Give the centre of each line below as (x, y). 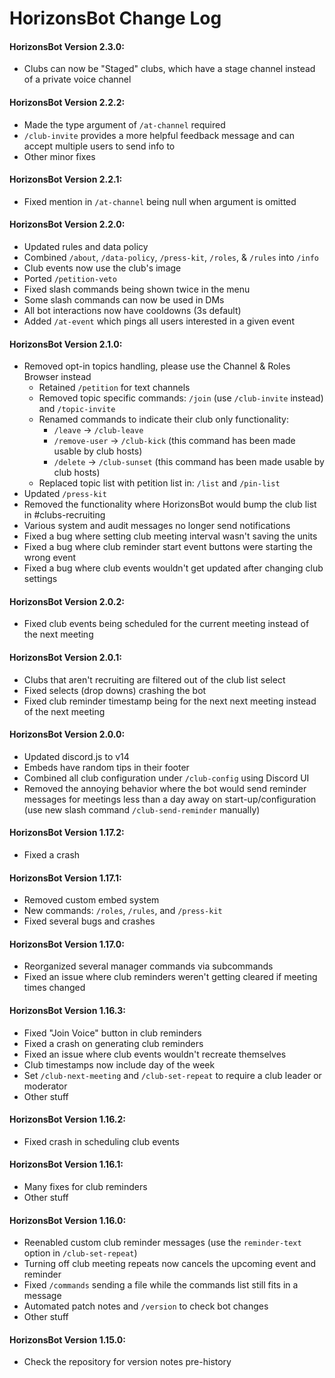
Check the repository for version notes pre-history (127, 1362)
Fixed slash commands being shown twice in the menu (137, 289)
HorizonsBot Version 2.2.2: (67, 102)
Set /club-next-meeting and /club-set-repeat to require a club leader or (172, 1075)
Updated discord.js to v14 (76, 756)
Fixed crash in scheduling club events (101, 1141)
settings (40, 579)
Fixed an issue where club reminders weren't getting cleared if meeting (170, 977)
